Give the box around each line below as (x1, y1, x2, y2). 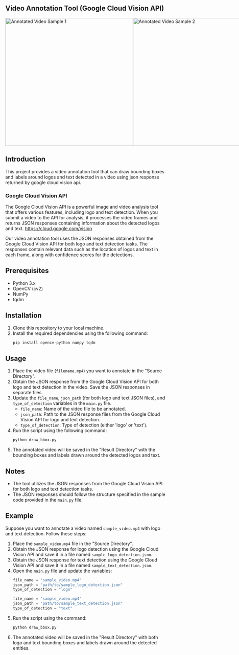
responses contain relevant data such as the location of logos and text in (5, 246, 158, 252)
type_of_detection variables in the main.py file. (12, 400, 112, 406)
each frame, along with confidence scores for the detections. (5, 252, 134, 258)
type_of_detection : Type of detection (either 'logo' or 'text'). (20, 422, 148, 428)
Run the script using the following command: (12, 427, 107, 434)
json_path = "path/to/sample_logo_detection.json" (12, 582, 123, 588)
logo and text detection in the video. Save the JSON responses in (12, 384, 150, 390)
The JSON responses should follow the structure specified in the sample (12, 491, 166, 498)
